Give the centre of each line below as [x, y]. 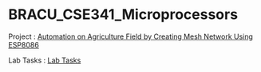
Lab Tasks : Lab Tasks [45, 60]
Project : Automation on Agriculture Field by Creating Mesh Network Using [131, 36]
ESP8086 [24, 44]
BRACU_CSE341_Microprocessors [123, 15]
